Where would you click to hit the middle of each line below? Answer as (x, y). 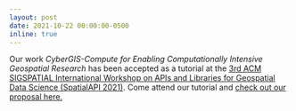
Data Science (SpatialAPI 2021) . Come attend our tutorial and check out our (148, 87)
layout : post (33, 17)
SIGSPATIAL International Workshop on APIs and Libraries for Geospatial (142, 78)
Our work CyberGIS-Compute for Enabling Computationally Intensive (136, 59)
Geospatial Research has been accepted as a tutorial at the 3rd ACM (136, 68)
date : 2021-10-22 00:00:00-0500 (69, 26)
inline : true (33, 34)
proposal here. (36, 97)
